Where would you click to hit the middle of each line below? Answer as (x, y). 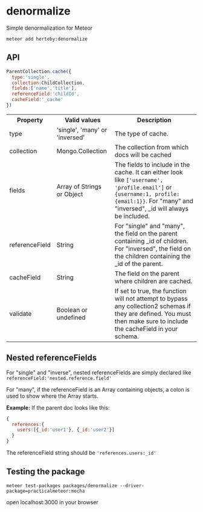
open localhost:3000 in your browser (52, 502)
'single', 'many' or (82, 130)
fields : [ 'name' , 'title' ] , (44, 88)
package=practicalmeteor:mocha (46, 491)
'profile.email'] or (143, 187)
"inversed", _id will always (152, 208)
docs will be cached (143, 154)
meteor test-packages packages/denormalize (62, 485)
